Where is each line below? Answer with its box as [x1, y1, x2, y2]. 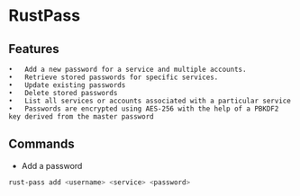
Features [8, 41, 59, 57]
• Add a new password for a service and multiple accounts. [8, 65, 247, 74]
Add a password [21, 160, 83, 171]
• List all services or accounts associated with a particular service [8, 96, 292, 105]
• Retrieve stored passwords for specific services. [8, 73, 219, 82]
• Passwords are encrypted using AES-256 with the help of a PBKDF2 [8, 104, 279, 113]
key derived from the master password [8, 112, 154, 121]
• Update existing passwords [8, 81, 126, 90]
